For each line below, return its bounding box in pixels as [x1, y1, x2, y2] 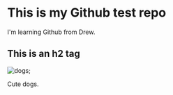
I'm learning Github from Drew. [7, 28, 96, 36]
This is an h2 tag [7, 48, 80, 60]
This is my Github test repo [7, 5, 166, 21]
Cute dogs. [7, 80, 40, 88]
